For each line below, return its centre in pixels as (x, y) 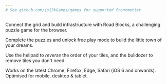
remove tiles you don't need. (35, 60)
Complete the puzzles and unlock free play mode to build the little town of (83, 40)
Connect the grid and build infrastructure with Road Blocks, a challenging (83, 24)
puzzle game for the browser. (36, 30)
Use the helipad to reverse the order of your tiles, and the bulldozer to (79, 55)
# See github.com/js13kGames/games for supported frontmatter (73, 10)
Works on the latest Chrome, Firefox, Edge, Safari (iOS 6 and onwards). (81, 70)
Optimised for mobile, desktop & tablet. (47, 76)
